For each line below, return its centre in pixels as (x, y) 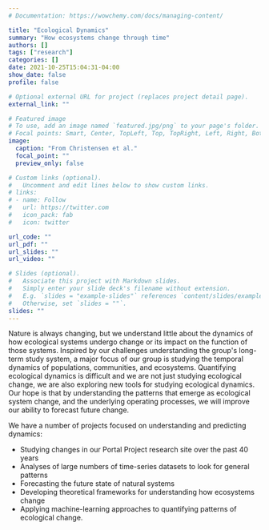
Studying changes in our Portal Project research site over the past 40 (134, 450)
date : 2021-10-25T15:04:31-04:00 (64, 68)
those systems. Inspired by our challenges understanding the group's (123, 351)
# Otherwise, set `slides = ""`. (68, 303)
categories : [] (34, 60)
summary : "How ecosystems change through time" (89, 38)
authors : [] (28, 45)
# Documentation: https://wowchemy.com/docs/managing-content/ (116, 16)
